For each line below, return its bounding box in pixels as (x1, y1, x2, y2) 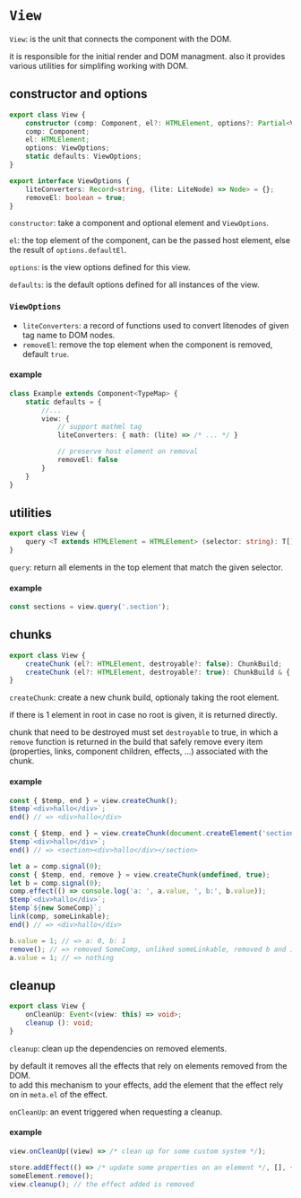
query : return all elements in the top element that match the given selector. (9, 562, 284, 573)
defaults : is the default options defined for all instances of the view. (9, 279, 260, 290)
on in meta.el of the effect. (9, 1089, 108, 1099)
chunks (9, 627, 52, 643)
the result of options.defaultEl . (9, 245, 127, 256)
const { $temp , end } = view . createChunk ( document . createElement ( (9, 829, 262, 838)
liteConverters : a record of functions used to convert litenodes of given (21, 319, 289, 330)
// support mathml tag (56, 423, 142, 432)
